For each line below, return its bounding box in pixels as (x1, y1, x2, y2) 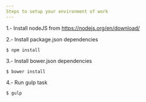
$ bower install (6, 68, 46, 75)
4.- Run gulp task (6, 79, 48, 86)
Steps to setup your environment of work (6, 8, 109, 15)
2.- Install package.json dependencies (6, 36, 98, 43)
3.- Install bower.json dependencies (6, 57, 92, 64)
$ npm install (6, 47, 41, 53)
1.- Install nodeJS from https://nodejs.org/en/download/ (6, 24, 140, 31)
